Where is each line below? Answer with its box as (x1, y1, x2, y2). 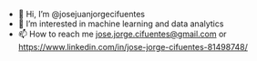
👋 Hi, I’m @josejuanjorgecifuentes (17, 9, 146, 19)
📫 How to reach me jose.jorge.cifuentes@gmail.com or (17, 28, 227, 39)
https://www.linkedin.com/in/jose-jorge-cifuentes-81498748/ (17, 42, 249, 52)
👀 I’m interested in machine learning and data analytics (17, 18, 224, 29)
